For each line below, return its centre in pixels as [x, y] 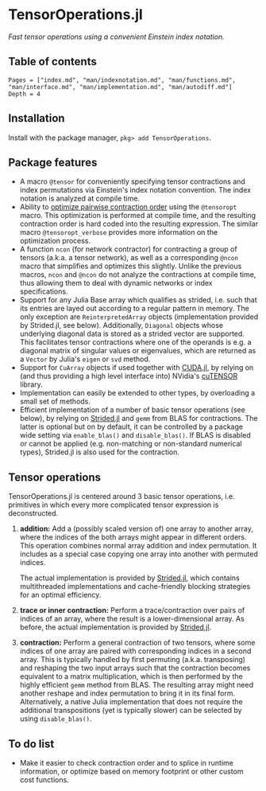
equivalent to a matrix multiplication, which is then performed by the [131, 676]
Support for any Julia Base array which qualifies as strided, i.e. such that [139, 300]
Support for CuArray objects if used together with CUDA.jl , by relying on [137, 368]
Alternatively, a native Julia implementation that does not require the [131, 702]
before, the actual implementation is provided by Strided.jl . [116, 627]
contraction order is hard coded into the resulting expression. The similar [139, 224]
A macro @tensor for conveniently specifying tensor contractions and [133, 181]
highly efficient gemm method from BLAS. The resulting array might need [137, 685]
